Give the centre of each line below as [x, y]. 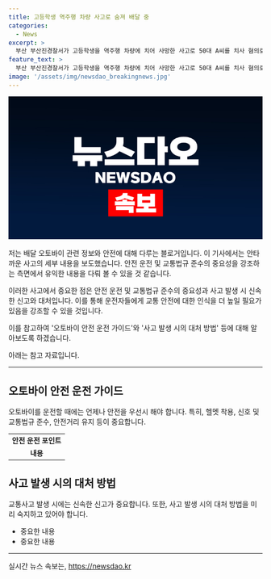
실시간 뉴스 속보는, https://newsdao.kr [70, 566]
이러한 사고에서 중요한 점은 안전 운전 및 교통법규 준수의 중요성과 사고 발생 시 [128, 291]
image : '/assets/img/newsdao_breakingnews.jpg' [90, 77]
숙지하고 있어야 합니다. [52, 514]
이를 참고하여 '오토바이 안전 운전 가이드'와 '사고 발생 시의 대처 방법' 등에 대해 [129, 328]
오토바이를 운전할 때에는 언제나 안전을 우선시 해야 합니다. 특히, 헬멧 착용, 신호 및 [134, 412]
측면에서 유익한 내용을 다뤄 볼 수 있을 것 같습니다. [94, 274]
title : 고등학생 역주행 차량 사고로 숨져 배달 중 [79, 17]
